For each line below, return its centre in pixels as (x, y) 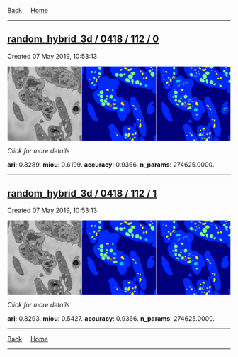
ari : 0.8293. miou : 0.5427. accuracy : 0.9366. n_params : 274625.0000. (111, 319)
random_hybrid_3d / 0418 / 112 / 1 (82, 193)
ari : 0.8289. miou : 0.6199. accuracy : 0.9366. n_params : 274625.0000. (111, 164)
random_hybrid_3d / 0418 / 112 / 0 (83, 39)
